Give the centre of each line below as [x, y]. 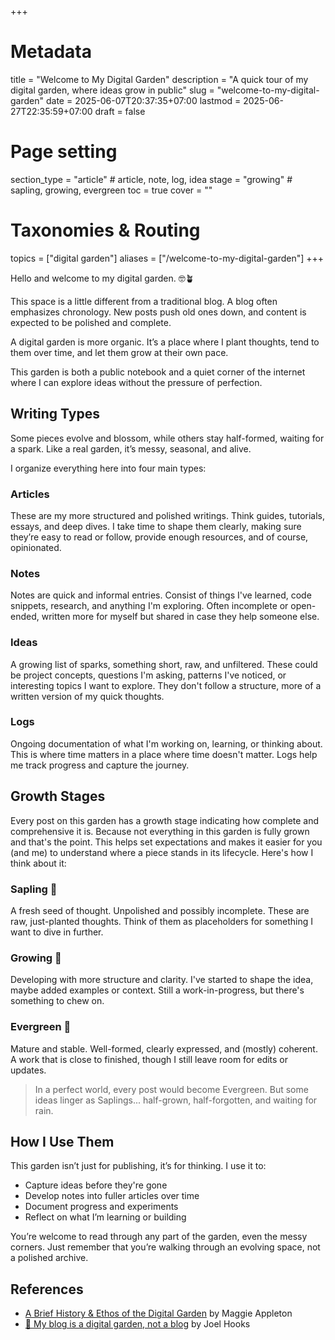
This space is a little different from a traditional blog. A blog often [144, 301]
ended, [25, 617]
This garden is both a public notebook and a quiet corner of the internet [158, 372]
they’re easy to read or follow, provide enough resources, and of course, [159, 537]
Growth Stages [58, 796]
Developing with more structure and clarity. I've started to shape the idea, [162, 980]
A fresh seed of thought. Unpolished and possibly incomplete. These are [160, 910]
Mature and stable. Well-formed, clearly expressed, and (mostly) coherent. [164, 1048]
